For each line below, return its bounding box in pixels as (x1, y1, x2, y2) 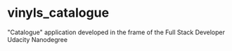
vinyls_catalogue (7, 5, 110, 21)
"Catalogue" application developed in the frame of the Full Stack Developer (7, 28, 225, 36)
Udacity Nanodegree (7, 35, 68, 43)
